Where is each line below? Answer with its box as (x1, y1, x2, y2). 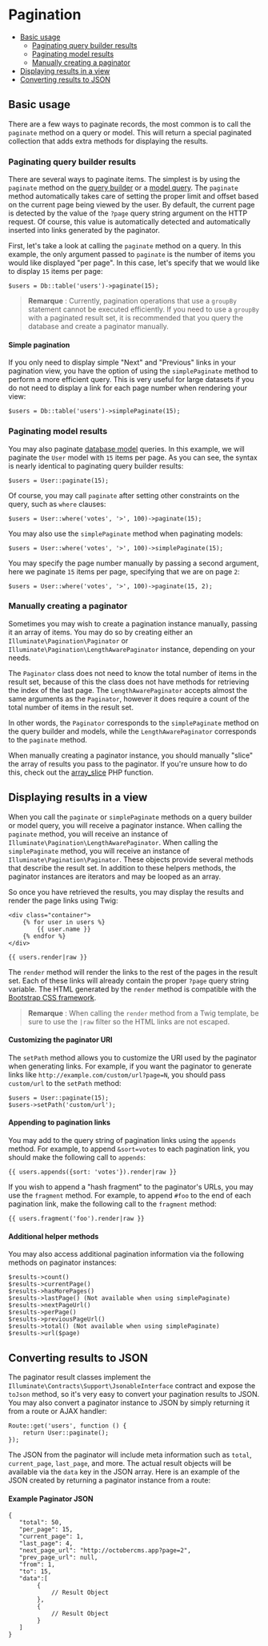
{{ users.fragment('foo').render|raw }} (8, 1215, 146, 1223)
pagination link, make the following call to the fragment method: (8, 1199, 218, 1209)
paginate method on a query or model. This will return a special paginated (8, 127, 252, 137)
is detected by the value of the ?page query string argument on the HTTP (8, 208, 248, 218)
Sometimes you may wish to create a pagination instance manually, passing (8, 618, 258, 628)
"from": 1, (18, 1560, 56, 1569)
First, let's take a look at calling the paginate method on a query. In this (8, 241, 242, 251)
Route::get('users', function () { (8, 1422, 127, 1431)
